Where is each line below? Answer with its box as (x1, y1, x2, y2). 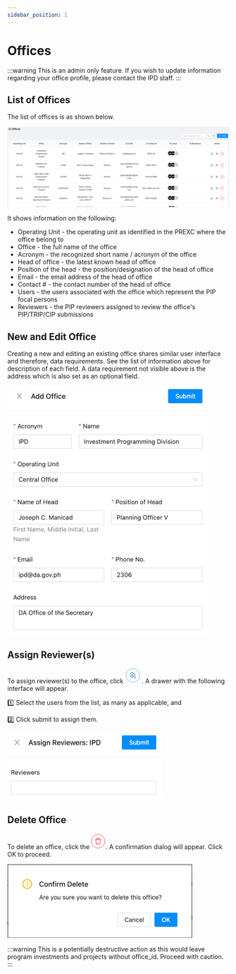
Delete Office (7, 814, 67, 826)
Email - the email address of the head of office (17, 272, 153, 282)
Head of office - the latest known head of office (17, 258, 156, 266)
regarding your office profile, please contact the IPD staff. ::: (7, 73, 182, 82)
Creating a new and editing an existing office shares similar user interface (7, 349, 221, 358)
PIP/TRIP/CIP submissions (17, 311, 94, 319)
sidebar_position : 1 (7, 11, 68, 18)
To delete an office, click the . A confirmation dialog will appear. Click (7, 842, 223, 850)
